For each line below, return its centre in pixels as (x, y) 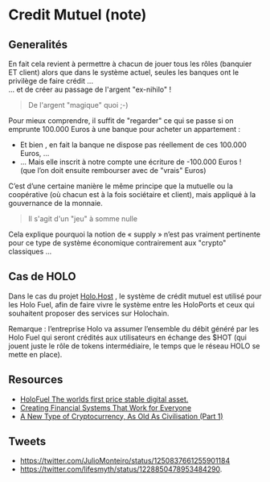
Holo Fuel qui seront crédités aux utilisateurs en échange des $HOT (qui (128, 337)
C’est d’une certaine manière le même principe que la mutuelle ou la (121, 186)
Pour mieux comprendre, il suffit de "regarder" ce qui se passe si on (121, 121)
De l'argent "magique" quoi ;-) (78, 105)
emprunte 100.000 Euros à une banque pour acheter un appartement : (125, 129)
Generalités (38, 45)
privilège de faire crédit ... (51, 81)
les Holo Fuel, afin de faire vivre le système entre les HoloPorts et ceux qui (132, 304)
